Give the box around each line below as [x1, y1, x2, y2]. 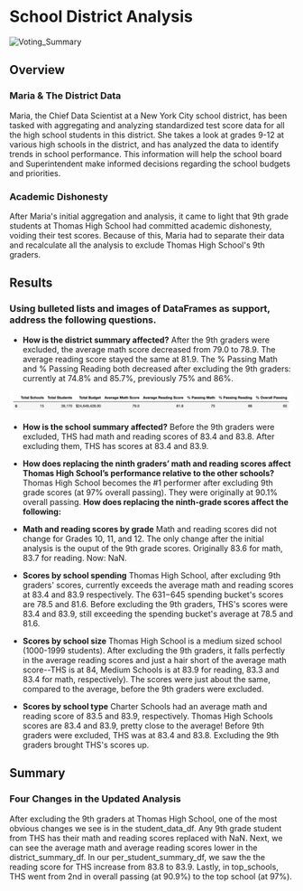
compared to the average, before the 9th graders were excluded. [22, 684, 264, 694]
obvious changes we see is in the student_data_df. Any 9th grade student [9, 822, 282, 833]
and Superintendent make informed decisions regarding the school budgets [9, 158, 291, 169]
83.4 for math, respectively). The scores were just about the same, [22, 674, 271, 684]
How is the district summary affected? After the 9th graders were [22, 334, 271, 345]
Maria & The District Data [9, 89, 122, 102]
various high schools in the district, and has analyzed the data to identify [9, 138, 280, 150]
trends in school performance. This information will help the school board [9, 148, 282, 159]
